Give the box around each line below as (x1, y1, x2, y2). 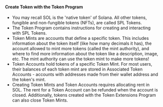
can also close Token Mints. (12, 97, 68, 103)
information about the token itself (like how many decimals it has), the (12, 40, 152, 46)
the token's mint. (12, 77, 46, 83)
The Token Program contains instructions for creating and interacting (12, 25, 151, 31)
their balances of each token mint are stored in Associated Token (12, 66, 143, 72)
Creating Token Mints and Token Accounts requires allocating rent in (12, 82, 150, 88)
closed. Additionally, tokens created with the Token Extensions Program (12, 92, 156, 98)
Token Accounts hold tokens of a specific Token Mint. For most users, (12, 61, 152, 67)
